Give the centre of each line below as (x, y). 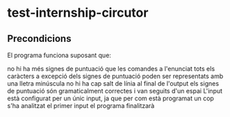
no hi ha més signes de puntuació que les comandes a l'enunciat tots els (111, 69)
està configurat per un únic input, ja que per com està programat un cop (110, 98)
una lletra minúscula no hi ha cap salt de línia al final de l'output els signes (113, 84)
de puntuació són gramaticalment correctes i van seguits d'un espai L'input (115, 91)
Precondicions (39, 39)
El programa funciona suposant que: (59, 55)
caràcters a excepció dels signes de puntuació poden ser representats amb (115, 76)
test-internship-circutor (78, 13)
